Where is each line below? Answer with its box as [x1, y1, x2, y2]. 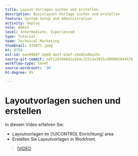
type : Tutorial [5, 34, 36, 39]
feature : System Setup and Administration [5, 16, 92, 21]
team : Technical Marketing [5, 39, 60, 44]
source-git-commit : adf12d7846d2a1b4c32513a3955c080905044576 [5, 57, 133, 62]
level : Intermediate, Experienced [5, 30, 75, 34]
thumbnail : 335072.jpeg [5, 43, 53, 48]
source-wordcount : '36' [5, 66, 53, 71]
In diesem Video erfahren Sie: [5, 122, 64, 127]
